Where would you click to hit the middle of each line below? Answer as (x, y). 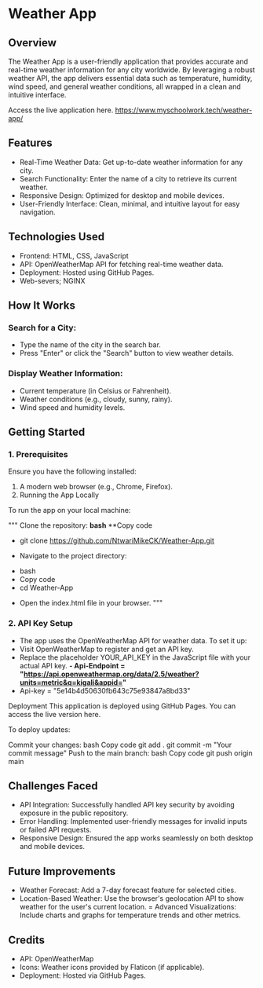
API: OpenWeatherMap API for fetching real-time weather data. (121, 264)
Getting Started (47, 432)
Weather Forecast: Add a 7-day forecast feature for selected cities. (128, 890)
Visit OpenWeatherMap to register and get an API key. (106, 649)
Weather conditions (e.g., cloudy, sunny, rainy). (96, 399)
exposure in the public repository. (74, 813)
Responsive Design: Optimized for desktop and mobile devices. (122, 195)
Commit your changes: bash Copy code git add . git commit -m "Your (120, 745)
